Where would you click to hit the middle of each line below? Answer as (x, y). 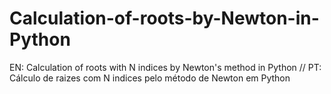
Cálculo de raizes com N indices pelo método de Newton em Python (150, 78)
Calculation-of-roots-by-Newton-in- (164, 18)
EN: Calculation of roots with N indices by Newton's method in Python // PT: (165, 67)
